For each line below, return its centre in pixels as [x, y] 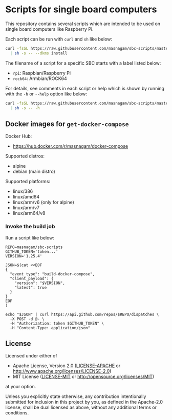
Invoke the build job [30, 227]
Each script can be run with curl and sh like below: [59, 39]
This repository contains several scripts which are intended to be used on [83, 24]
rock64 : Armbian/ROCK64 [40, 78]
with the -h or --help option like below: [46, 94]
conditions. [17, 413]
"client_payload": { [32, 278]
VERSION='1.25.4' [24, 256]
